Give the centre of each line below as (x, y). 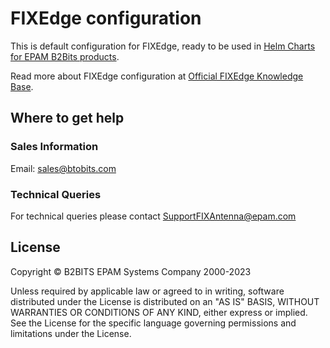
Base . (22, 86)
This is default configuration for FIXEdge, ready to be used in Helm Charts (163, 46)
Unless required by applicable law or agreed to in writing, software (147, 291)
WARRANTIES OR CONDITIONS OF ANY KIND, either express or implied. (159, 312)
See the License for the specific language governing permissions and (153, 323)
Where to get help (67, 118)
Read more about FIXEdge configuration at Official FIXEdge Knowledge (157, 76)
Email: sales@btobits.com (63, 168)
